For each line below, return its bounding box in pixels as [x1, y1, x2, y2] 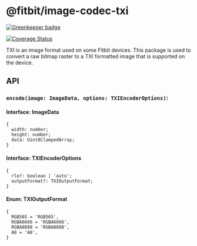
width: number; [11, 127, 49, 133]
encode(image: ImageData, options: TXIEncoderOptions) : [6, 94, 169, 102]
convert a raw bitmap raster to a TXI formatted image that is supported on [6, 53, 185, 60]
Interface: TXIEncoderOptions [6, 155, 82, 162]
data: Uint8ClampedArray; [11, 137, 75, 143]
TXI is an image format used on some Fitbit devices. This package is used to [6, 46, 191, 54]
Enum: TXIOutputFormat [6, 196, 68, 203]
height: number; [11, 132, 51, 138]
